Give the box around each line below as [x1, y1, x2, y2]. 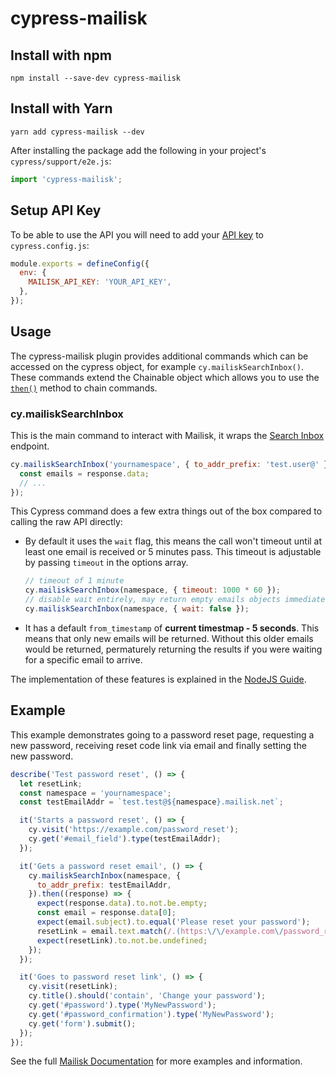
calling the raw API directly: [10, 516, 123, 528]
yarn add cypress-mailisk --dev [10, 127, 145, 137]
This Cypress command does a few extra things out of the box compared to [10, 505, 323, 517]
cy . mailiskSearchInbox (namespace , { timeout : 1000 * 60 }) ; [24, 585, 282, 596]
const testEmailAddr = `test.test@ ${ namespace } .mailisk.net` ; [19, 797, 284, 807]
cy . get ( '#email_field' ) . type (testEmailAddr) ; [28, 834, 222, 844]
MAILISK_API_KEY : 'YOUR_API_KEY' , [28, 277, 172, 287]
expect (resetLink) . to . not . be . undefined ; [36, 935, 208, 946]
